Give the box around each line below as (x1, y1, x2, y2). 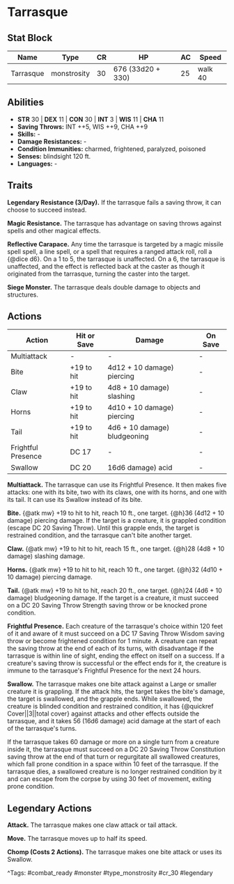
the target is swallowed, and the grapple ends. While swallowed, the (7, 695, 203, 703)
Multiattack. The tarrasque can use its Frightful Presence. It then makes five (7, 481, 227, 489)
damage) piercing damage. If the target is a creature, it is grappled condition (7, 516, 226, 525)
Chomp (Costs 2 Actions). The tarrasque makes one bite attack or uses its (7, 848, 222, 856)
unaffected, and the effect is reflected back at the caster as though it (7, 262, 205, 270)
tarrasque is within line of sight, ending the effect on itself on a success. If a (7, 652, 225, 660)
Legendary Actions (7, 802, 92, 814)
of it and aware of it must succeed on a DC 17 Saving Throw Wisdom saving (7, 629, 225, 638)
